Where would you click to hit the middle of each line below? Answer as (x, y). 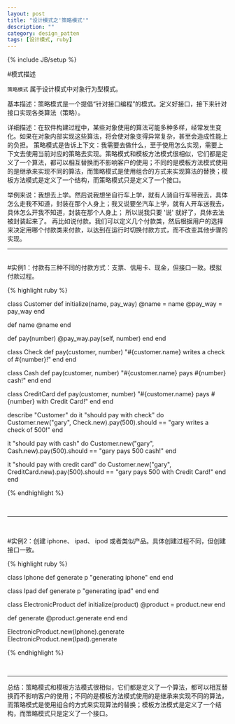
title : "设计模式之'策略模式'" (48, 20)
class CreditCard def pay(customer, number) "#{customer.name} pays (108, 394)
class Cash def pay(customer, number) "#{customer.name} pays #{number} (116, 373)
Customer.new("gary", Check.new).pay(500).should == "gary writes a (108, 423)
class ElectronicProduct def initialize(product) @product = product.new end (116, 605)
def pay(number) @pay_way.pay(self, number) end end (87, 339)
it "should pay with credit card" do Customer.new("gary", (89, 465)
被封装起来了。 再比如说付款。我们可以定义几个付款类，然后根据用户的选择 (115, 221)
